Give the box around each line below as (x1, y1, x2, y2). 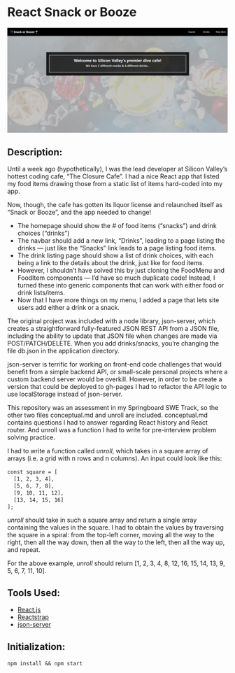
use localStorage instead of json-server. (7, 390, 123, 399)
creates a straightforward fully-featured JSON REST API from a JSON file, (7, 325, 220, 333)
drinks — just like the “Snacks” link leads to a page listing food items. (17, 244, 217, 253)
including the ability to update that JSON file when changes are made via (7, 332, 218, 340)
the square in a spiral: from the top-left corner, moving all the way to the (7, 531, 215, 539)
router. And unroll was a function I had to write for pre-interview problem (7, 426, 217, 434)
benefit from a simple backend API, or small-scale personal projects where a (7, 368, 228, 376)
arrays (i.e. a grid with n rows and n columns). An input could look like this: (7, 454, 222, 462)
